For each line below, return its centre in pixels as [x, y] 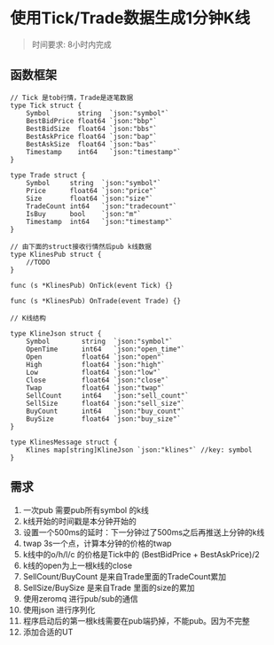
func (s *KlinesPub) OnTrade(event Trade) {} [95, 301]
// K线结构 [28, 318]
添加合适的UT [48, 632]
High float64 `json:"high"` [96, 364]
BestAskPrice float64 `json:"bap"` [92, 136]
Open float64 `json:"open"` [96, 357]
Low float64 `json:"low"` [94, 372]
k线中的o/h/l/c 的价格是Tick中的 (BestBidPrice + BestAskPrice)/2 [141, 554]
